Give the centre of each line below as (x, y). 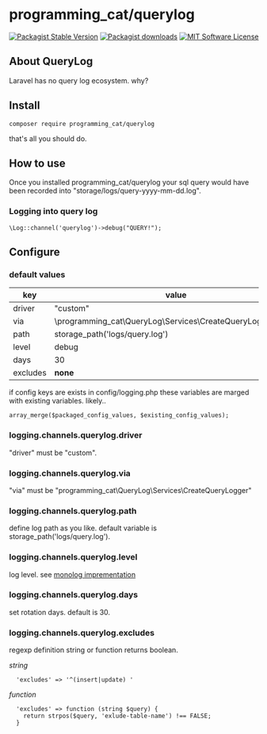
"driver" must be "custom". (53, 453)
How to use (37, 163)
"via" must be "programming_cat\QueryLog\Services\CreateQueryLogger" (130, 490)
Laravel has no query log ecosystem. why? (79, 80)
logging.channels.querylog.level (73, 557)
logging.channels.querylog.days (73, 594)
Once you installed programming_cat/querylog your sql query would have (129, 182)
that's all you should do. (48, 138)
